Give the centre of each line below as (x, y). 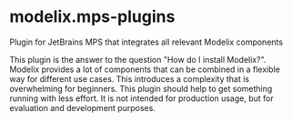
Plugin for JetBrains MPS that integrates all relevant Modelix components (146, 42)
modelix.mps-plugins (92, 17)
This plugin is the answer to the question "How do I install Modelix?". (138, 59)
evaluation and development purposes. (83, 107)
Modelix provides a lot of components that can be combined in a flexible (145, 69)
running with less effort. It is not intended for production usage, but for (142, 98)
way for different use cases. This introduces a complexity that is (130, 78)
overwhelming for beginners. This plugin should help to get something (141, 88)
